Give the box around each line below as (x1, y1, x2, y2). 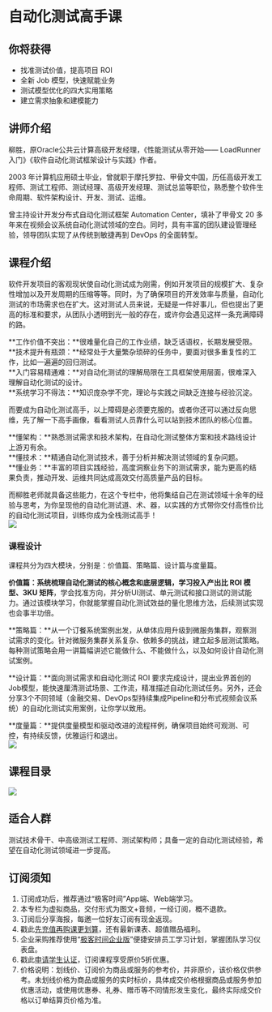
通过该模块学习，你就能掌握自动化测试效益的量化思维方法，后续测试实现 (22, 598, 264, 607)
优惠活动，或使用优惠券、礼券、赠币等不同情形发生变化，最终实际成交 (19, 985, 255, 995)
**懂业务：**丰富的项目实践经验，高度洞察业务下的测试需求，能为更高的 (8, 462, 250, 472)
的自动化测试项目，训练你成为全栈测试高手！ (8, 510, 158, 520)
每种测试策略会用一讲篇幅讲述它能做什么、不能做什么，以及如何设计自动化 (8, 645, 257, 655)
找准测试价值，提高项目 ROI (19, 66, 113, 75)
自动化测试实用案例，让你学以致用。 (29, 703, 151, 713)
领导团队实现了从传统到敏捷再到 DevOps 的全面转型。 (22, 229, 202, 239)
